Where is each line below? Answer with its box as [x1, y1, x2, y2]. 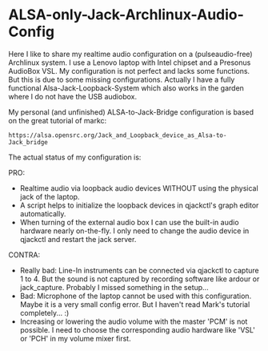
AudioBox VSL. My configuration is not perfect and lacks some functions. [8, 66, 250, 75]
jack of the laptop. [19, 192, 80, 201]
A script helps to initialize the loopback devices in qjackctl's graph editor [19, 200, 259, 210]
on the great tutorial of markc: [8, 115, 107, 125]
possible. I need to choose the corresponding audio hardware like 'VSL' [19, 325, 256, 334]
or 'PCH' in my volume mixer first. [19, 333, 131, 343]
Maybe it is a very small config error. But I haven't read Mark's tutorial [19, 299, 250, 309]
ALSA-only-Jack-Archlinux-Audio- [8, 6, 244, 24]
